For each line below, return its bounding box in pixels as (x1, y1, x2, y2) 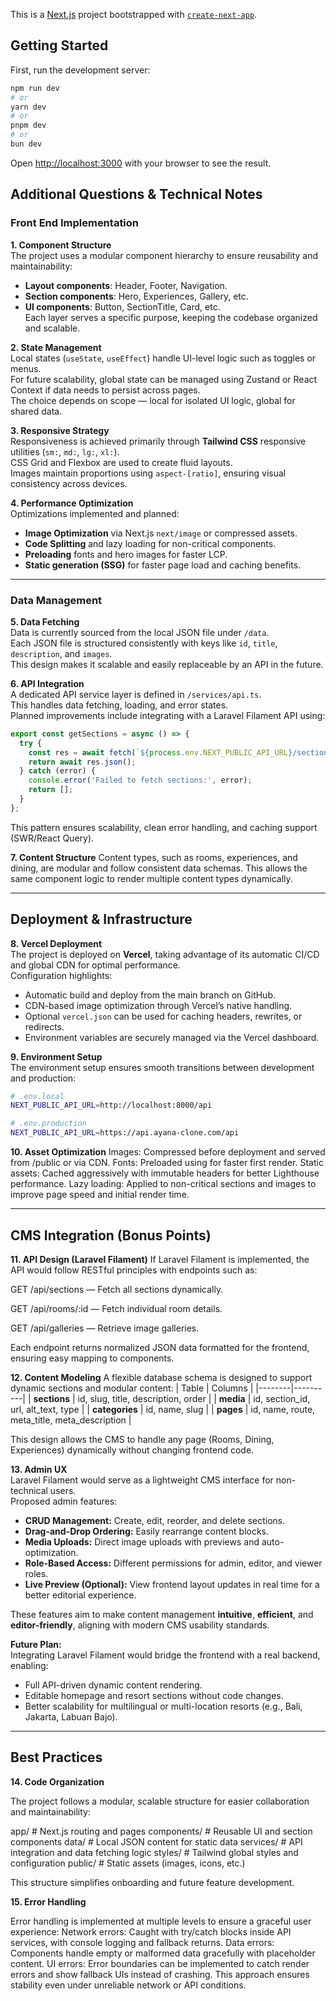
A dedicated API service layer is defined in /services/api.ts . (10, 688, 262, 700)
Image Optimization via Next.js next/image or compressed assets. (24, 527, 298, 539)
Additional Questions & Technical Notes (10, 186, 263, 203)
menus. (10, 362, 42, 374)
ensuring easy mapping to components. (10, 1352, 175, 1364)
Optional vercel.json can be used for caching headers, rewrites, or (24, 1010, 303, 1022)
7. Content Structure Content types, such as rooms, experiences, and (10, 851, 298, 863)
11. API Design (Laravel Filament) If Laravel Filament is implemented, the (10, 1253, 310, 1265)
